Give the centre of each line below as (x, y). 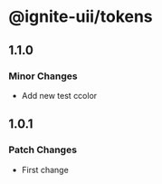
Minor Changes (43, 76)
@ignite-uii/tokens (81, 17)
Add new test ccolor (59, 95)
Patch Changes (43, 150)
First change (45, 169)
